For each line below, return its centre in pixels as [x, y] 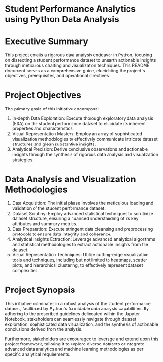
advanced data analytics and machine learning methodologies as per [74, 349]
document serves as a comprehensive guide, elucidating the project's [75, 71]
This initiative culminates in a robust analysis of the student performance [78, 303]
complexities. [25, 270]
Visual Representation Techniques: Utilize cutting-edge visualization [80, 255]
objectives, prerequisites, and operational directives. [58, 76]
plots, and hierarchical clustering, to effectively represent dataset [77, 265]
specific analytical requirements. [38, 354]
